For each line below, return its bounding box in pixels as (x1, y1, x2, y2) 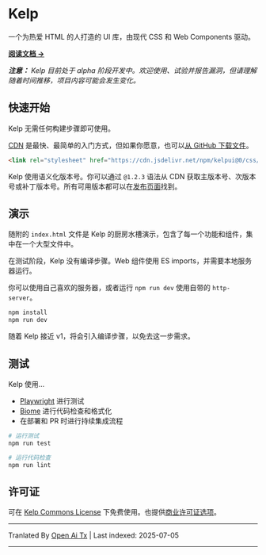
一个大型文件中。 (21, 239, 78, 249)
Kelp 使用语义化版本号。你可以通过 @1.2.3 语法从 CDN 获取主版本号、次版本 (8, 171, 256, 181)
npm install (8, 308, 47, 317)
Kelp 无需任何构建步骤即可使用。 (8, 124, 115, 133)
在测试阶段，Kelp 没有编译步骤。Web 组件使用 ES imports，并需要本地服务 (8, 256, 252, 266)
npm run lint (8, 461, 51, 469)
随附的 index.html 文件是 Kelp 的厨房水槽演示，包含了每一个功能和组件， (8, 229, 247, 239)
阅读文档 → (8, 48, 45, 58)
